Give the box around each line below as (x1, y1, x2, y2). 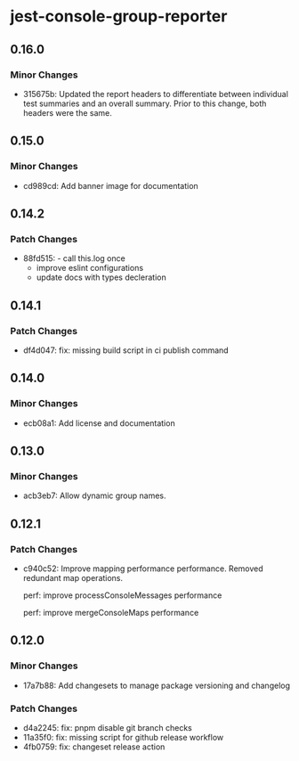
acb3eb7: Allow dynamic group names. (22, 490, 167, 501)
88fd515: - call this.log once (22, 253, 125, 264)
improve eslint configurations (36, 263, 144, 274)
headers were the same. (22, 107, 112, 118)
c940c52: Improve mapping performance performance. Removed (22, 563, 263, 574)
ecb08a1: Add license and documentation (22, 417, 176, 429)
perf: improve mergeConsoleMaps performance (22, 608, 199, 618)
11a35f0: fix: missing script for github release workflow (22, 732, 224, 742)
